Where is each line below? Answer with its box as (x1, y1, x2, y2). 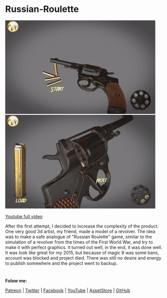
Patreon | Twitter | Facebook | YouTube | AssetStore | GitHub (5, 288, 130, 294)
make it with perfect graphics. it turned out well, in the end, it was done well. (5, 244, 162, 250)
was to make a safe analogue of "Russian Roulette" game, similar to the (5, 234, 152, 240)
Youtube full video (5, 213, 43, 219)
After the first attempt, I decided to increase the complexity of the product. (5, 223, 159, 229)
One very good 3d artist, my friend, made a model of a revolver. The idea (5, 228, 155, 234)
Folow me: (5, 278, 27, 284)
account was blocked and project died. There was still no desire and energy (5, 255, 161, 261)
